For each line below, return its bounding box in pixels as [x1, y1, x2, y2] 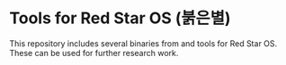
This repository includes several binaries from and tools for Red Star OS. [9, 37, 278, 49]
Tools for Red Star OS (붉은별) [9, 8, 231, 28]
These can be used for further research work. [9, 47, 179, 58]
